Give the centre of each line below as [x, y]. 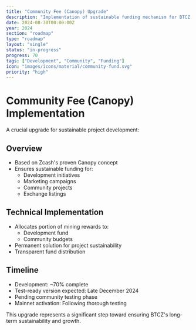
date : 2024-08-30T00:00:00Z [40, 22]
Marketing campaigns [50, 181]
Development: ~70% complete [51, 284]
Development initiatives [52, 175]
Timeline [23, 270]
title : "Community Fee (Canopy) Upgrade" [58, 11]
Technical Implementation [55, 212]
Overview [24, 148]
